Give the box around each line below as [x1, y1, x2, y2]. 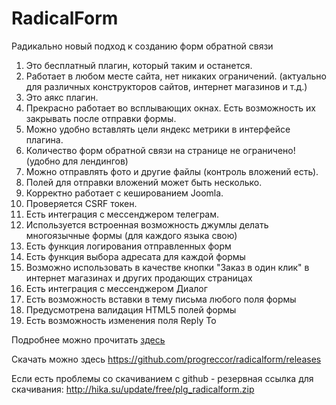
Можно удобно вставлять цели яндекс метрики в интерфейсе [25, 123, 291, 135]
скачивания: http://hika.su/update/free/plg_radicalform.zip [11, 383, 255, 395]
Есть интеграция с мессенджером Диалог [25, 282, 208, 294]
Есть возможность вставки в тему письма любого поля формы [25, 293, 297, 305]
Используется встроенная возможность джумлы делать [25, 218, 269, 231]
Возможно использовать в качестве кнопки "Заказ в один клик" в [25, 261, 310, 273]
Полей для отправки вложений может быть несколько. [25, 176, 263, 188]
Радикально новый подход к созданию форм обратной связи [11, 40, 274, 52]
